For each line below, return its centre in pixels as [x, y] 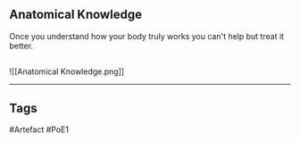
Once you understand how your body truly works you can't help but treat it [146, 36]
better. [21, 46]
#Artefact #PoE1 [39, 129]
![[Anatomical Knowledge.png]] [67, 71]
